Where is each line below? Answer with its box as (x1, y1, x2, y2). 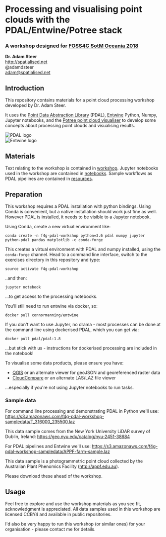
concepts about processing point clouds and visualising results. (5, 123, 135, 129)
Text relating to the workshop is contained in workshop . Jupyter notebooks (5, 165, 159, 171)
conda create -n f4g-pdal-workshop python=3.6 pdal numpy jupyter (5, 233, 145, 238)
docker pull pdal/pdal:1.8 (5, 336, 61, 341)
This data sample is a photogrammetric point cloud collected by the (5, 458, 143, 464)
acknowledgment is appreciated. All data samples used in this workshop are (5, 506, 161, 512)
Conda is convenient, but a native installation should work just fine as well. (5, 208, 157, 214)
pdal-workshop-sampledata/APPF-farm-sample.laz (5, 448, 110, 454)
